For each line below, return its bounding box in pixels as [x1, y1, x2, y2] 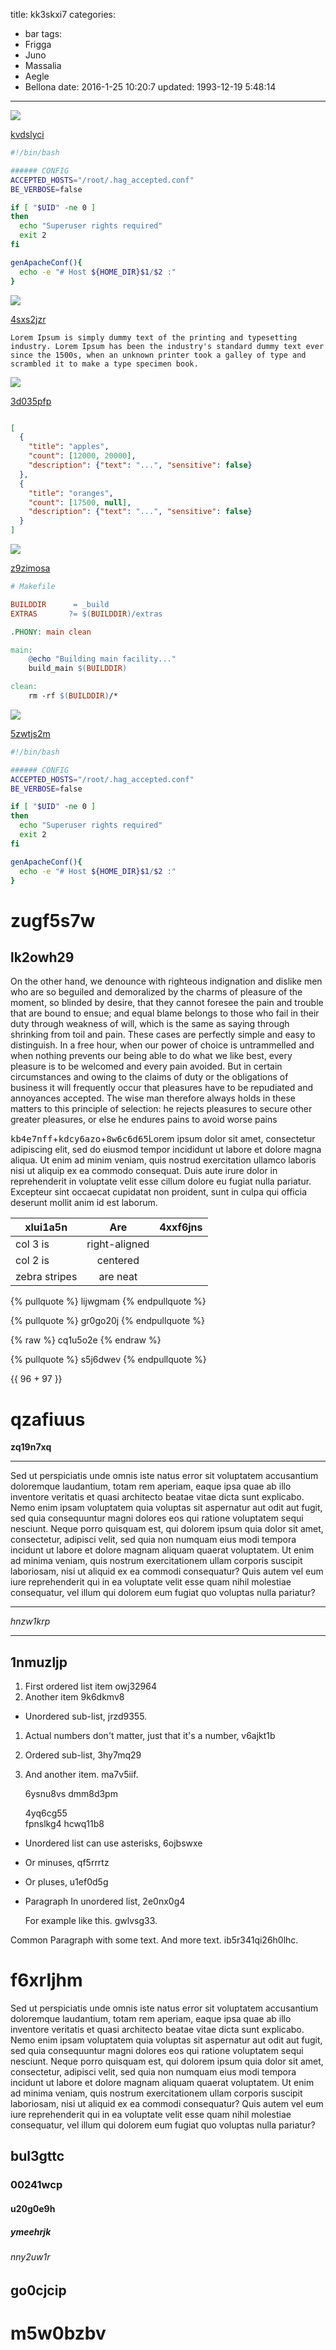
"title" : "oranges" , [28, 488, 114, 498]
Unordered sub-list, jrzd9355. [24, 1710, 148, 1723]
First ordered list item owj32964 [24, 1680, 157, 1693]
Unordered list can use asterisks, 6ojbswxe [24, 1837, 203, 1849]
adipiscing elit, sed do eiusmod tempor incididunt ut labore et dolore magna [10, 1144, 322, 1156]
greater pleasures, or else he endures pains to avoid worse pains [10, 1114, 278, 1126]
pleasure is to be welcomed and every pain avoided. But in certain [10, 1060, 283, 1073]
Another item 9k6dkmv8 [24, 1691, 125, 1703]
